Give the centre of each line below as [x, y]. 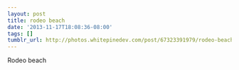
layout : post [27, 14]
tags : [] [20, 34]
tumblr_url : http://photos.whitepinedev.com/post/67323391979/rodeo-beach [121, 40]
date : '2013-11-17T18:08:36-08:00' [60, 27]
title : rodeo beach [36, 21]
